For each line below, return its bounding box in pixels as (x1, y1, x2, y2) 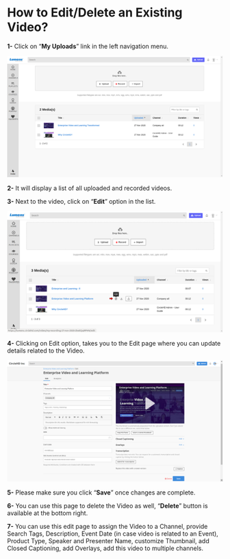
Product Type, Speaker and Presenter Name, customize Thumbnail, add (7, 536, 210, 545)
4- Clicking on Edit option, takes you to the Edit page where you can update (7, 339, 221, 347)
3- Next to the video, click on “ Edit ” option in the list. (7, 197, 156, 205)
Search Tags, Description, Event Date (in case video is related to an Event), (7, 530, 219, 538)
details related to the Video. (7, 346, 85, 355)
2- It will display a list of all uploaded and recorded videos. (7, 184, 172, 192)
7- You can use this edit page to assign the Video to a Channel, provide (7, 522, 208, 530)
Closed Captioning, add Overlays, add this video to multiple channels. (7, 544, 204, 552)
